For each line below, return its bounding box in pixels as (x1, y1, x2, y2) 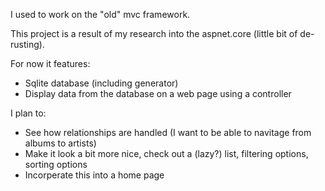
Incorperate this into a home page (24, 169, 165, 181)
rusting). (10, 39, 45, 50)
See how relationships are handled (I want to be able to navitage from (24, 127, 312, 138)
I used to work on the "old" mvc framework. (10, 9, 191, 20)
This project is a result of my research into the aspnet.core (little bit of (10, 28, 298, 39)
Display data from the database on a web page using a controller (24, 88, 292, 99)
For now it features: (10, 58, 91, 69)
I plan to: (10, 107, 47, 119)
